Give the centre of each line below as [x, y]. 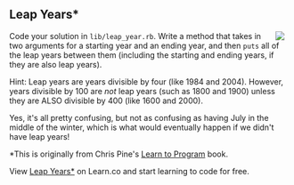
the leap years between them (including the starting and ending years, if [142, 55]
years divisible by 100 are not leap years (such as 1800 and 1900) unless [143, 91]
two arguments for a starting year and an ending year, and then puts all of [144, 45]
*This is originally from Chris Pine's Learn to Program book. [119, 154]
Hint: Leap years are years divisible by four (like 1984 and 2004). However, [146, 81]
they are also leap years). [56, 64]
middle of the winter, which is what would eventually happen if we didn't [142, 127]
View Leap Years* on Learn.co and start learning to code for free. [129, 171]
